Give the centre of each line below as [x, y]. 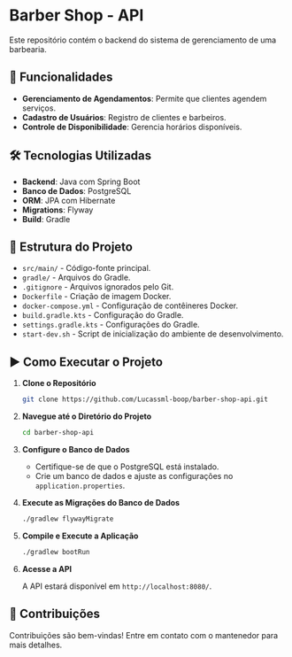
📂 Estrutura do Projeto [71, 247]
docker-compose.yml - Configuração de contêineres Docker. [130, 305]
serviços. [38, 108]
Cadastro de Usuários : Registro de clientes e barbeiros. [124, 117]
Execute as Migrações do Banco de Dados [100, 502]
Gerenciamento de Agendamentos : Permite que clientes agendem [144, 98]
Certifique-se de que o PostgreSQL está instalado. [127, 467]
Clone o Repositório [59, 383]
